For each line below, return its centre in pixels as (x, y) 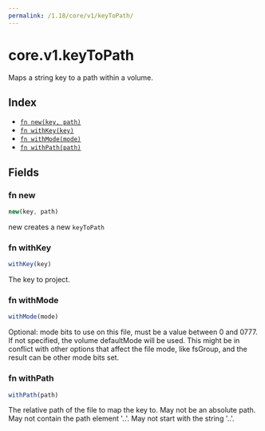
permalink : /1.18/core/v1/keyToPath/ (71, 16)
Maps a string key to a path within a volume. (81, 78)
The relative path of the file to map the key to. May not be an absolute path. (132, 410)
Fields (24, 172)
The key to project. (39, 280)
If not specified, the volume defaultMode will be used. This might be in (124, 341)
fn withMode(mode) (50, 140)
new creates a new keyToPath (57, 227)
